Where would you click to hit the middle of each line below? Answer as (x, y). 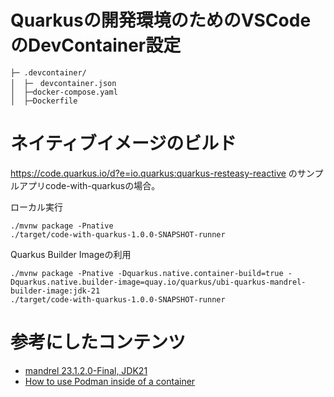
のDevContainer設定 (96, 45)
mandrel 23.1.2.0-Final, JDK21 (86, 370)
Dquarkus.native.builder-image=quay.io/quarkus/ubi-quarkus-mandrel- (158, 282)
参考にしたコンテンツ (98, 342)
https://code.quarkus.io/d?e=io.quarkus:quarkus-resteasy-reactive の (154, 173)
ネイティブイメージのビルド (123, 143)
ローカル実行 (36, 207)
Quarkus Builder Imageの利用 (71, 254)
